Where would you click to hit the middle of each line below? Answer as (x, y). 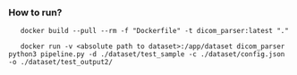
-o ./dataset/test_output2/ (61, 62)
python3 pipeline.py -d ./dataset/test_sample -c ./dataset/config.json (147, 54)
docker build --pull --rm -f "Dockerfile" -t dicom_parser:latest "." (155, 31)
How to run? (35, 12)
